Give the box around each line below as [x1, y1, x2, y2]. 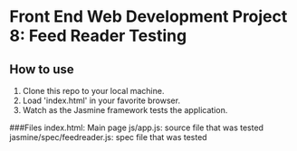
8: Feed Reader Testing [9, 25, 187, 46]
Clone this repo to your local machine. [22, 86, 165, 96]
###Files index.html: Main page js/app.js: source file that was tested [9, 122, 264, 133]
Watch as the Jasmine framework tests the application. [22, 105, 228, 115]
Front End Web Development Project [9, 6, 288, 27]
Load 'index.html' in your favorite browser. [22, 95, 181, 106]
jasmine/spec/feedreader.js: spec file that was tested [9, 132, 207, 142]
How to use [9, 61, 74, 77]
